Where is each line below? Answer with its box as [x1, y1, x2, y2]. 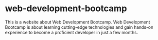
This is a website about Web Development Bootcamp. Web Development [5, 19, 150, 25]
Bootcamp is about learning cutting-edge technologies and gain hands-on [5, 24, 154, 30]
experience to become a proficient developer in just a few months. [5, 29, 138, 35]
